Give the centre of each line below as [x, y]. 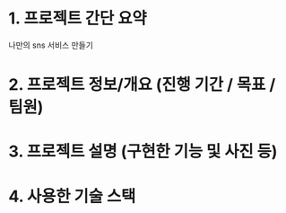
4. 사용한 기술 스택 [72, 196]
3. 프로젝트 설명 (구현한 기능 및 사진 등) [143, 151]
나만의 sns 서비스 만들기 [51, 45]
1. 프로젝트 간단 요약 [78, 18]
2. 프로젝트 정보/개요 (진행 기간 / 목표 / [142, 85]
